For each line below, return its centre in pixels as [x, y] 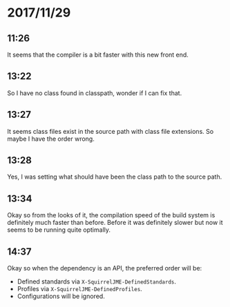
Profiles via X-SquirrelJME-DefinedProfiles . [80, 289]
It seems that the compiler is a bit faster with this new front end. [98, 55]
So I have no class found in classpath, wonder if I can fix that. [95, 93]
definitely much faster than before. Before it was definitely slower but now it [115, 223]
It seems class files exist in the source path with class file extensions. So [111, 131]
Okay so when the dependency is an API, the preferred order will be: [105, 268]
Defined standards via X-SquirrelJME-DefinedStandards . [96, 281]
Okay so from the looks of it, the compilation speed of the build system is [111, 215]
